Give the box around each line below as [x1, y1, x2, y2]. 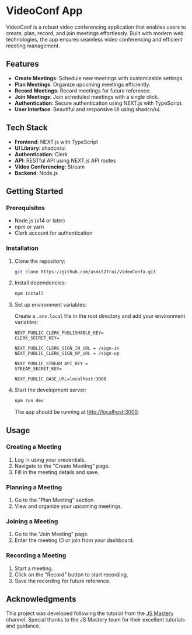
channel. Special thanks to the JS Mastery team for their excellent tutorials [6, 616, 185, 623]
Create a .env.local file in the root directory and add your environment [14, 313, 186, 320]
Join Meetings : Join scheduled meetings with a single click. [14, 93, 159, 100]
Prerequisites [6, 204, 45, 212]
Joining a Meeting [6, 517, 58, 526]
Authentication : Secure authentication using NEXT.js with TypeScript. [14, 99, 183, 107]
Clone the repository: [14, 258, 66, 265]
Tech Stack [6, 123, 48, 133]
